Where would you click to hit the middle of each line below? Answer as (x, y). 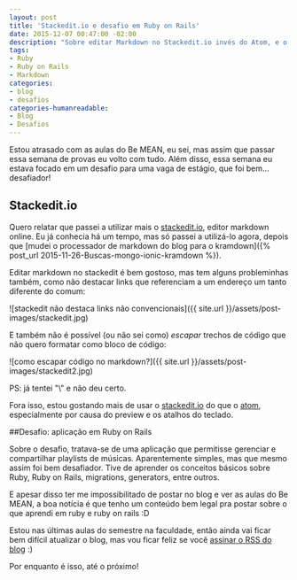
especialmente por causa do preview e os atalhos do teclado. (121, 414)
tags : (19, 50)
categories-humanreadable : (59, 108)
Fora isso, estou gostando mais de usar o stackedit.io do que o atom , (135, 405)
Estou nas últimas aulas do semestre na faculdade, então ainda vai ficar (141, 530)
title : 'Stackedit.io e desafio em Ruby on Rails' (105, 26)
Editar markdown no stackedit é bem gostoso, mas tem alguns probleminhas (149, 272)
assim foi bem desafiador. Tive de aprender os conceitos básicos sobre (140, 468)
